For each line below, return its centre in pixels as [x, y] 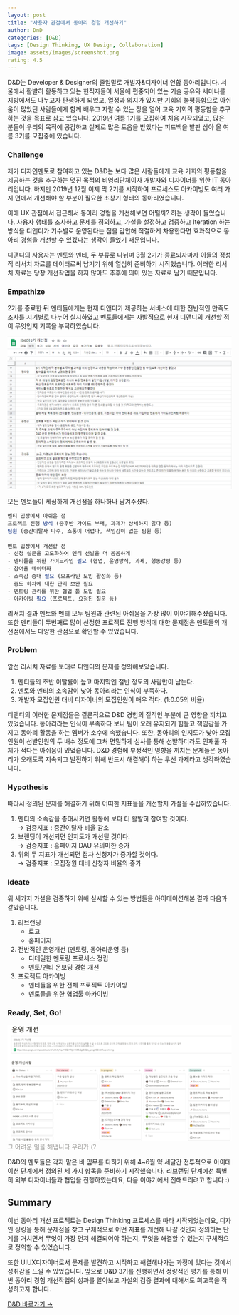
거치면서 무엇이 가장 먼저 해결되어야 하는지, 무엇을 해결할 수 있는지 [112, 1239]
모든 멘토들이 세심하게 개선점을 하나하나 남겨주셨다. [79, 502]
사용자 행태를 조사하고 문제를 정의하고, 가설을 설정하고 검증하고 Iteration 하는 [124, 222]
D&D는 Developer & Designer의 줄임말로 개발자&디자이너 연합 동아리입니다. [113, 82]
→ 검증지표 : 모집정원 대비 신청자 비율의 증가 [79, 863]
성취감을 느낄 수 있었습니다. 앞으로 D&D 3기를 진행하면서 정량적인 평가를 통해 [115, 1271]
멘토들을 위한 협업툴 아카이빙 [68, 994]
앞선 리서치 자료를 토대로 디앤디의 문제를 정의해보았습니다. [88, 666]
